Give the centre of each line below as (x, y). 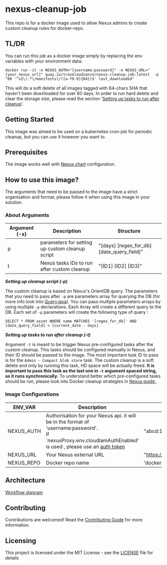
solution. (14, 203)
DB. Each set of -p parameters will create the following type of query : (77, 312)
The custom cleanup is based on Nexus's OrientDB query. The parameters (82, 291)
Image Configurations (32, 394)
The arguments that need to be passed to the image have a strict (72, 192)
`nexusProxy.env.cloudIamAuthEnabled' (92, 440)
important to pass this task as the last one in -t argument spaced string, (81, 371)
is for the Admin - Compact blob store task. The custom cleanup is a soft (80, 360)
